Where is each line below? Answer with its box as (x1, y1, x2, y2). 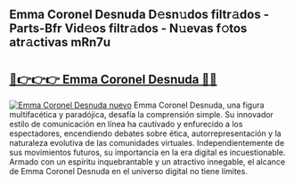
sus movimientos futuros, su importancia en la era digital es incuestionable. (9, 147, 286, 157)
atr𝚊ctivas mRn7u (9, 35, 111, 50)
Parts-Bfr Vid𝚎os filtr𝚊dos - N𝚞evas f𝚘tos (9, 21, 248, 36)
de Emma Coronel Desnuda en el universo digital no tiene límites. (9, 166, 248, 176)
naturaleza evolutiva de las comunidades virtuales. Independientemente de (9, 138, 285, 148)
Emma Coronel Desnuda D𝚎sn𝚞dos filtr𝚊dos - (9, 7, 270, 22)
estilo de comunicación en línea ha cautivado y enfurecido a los (9, 119, 243, 129)
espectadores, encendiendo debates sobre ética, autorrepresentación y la (9, 128, 282, 139)
